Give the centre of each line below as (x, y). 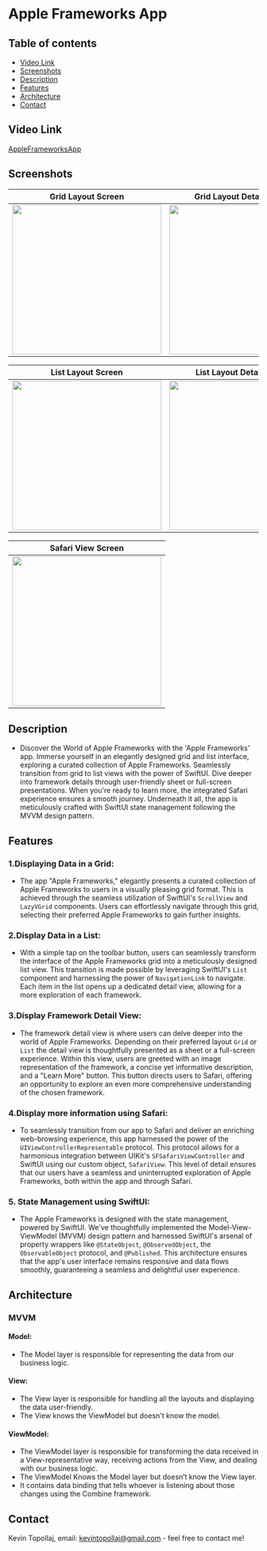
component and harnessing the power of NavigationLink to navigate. (133, 978)
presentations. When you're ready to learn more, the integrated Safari (133, 790)
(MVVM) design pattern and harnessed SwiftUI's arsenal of (155, 1236)
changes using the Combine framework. (85, 1494)
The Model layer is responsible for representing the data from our (127, 1354)
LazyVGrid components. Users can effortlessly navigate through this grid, (139, 907)
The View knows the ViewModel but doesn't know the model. (120, 1416)
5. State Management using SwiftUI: (79, 1201)
